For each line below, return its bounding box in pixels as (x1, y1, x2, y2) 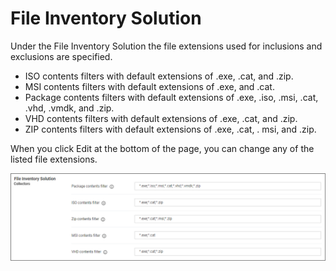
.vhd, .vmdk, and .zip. (24, 102, 115, 114)
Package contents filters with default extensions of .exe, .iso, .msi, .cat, (24, 91, 319, 103)
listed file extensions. (10, 153, 98, 165)
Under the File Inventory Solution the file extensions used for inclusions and (10, 40, 323, 52)
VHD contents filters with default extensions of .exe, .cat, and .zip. (24, 112, 298, 124)
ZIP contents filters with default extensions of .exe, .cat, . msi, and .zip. (24, 123, 317, 135)
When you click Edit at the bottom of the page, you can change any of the (10, 142, 315, 154)
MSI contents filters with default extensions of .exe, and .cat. (24, 80, 275, 92)
